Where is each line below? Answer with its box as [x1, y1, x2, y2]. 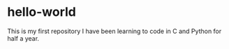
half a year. [7, 34, 40, 42]
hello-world [7, 4, 77, 20]
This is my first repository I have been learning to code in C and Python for [7, 27, 222, 35]
